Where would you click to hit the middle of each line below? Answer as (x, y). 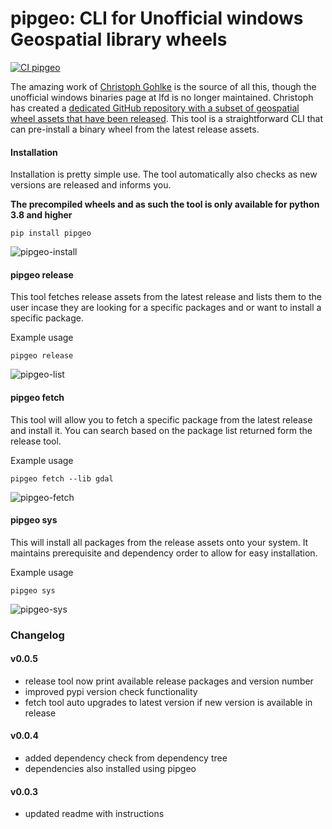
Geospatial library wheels (119, 39)
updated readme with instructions (94, 814)
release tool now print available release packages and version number (169, 681)
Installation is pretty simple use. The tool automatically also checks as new (164, 174)
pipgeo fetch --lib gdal (62, 478)
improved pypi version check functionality (111, 691)
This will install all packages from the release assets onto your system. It (159, 542)
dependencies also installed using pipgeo (110, 769)
